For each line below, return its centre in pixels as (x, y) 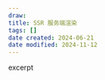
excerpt (21, 67)
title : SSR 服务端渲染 (43, 23)
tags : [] (23, 30)
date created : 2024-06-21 (51, 38)
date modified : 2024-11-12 (53, 45)
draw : (17, 15)
